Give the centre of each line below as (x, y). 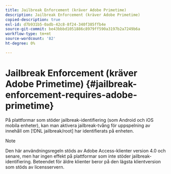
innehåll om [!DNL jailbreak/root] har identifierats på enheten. (70, 130)
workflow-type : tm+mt (28, 34)
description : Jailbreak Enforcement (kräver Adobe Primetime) (73, 15)
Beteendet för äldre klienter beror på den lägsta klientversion (97, 161)
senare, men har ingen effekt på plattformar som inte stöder (68, 156)
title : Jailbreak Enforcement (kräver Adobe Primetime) (66, 10)
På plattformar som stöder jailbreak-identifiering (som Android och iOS (80, 120)
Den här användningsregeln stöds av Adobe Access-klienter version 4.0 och (86, 150)
